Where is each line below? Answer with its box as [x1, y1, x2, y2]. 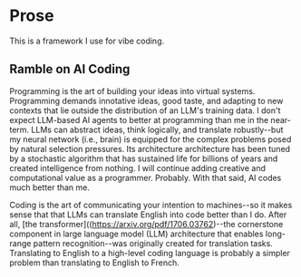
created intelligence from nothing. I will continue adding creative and [9, 162, 266, 173]
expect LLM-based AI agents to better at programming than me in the [9, 114, 269, 125]
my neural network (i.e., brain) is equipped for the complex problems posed [9, 133, 292, 145]
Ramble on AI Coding [9, 62, 131, 77]
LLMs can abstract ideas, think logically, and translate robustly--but [31, 124, 284, 135]
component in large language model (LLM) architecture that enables [9, 228, 264, 239]
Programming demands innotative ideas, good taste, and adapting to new [9, 95, 284, 106]
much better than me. [9, 182, 91, 193]
